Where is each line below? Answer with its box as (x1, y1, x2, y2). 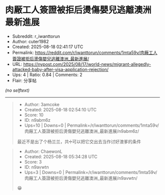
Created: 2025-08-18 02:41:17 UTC (12, 44, 83, 50)
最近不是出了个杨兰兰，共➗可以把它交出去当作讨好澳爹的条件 (17, 139, 141, 144)
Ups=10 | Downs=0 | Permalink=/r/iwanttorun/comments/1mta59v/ (24, 122, 159, 128)
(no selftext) (5, 87, 30, 93)
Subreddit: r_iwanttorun (12, 33, 60, 39)
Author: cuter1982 (12, 38, 49, 44)
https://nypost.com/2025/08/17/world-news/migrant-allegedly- (23, 61, 151, 67)
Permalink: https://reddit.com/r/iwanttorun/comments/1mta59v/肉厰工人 (12, 50, 158, 56)
